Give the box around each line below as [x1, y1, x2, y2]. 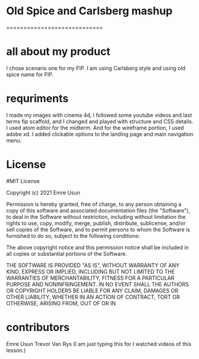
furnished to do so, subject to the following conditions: [6, 232, 140, 239]
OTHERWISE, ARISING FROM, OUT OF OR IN [6, 299, 116, 307]
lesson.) [6, 346, 26, 354]
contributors [6, 320, 70, 334]
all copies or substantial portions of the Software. [6, 250, 127, 257]
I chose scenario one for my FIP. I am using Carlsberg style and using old [6, 64, 186, 72]
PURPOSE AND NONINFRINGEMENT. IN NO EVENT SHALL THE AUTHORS [6, 280, 189, 287]
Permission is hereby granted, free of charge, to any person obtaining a [6, 200, 182, 208]
